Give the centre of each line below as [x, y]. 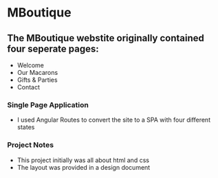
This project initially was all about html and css [83, 160]
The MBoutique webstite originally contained [106, 38]
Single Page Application [48, 104]
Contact [28, 87]
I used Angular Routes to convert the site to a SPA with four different [114, 120]
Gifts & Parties [37, 80]
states [26, 127]
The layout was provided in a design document [84, 167]
